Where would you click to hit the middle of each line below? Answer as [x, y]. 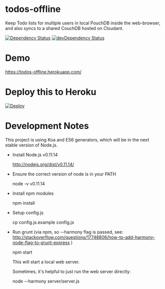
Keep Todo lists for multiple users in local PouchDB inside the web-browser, [83, 23]
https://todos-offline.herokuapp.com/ [43, 72]
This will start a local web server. [46, 262]
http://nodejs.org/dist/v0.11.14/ [43, 164]
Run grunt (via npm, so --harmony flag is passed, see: [68, 232]
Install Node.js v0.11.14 [35, 154]
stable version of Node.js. [32, 145]
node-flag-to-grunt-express [41, 242]
